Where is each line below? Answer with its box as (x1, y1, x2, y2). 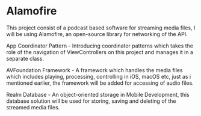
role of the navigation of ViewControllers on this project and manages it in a (6, 48, 194, 55)
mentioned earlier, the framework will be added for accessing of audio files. (6, 79, 194, 87)
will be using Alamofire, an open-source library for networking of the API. (6, 30, 188, 37)
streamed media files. (6, 103, 60, 111)
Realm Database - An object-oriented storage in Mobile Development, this (6, 91, 190, 98)
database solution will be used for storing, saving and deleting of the (6, 97, 176, 105)
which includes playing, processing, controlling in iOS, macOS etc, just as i (6, 73, 191, 80)
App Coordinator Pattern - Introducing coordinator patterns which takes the (6, 42, 194, 49)
